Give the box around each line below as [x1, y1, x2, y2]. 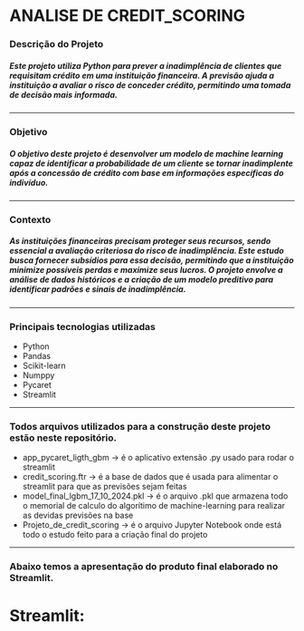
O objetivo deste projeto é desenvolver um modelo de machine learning [9, 148, 283, 159]
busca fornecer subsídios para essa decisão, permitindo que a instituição [9, 255, 294, 266]
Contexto [9, 213, 52, 226]
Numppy [22, 370, 55, 381]
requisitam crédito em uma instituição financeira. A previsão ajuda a [9, 70, 274, 81]
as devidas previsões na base [22, 510, 134, 521]
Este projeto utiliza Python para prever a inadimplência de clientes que [9, 60, 282, 71]
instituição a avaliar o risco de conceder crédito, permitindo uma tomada [9, 79, 291, 91]
